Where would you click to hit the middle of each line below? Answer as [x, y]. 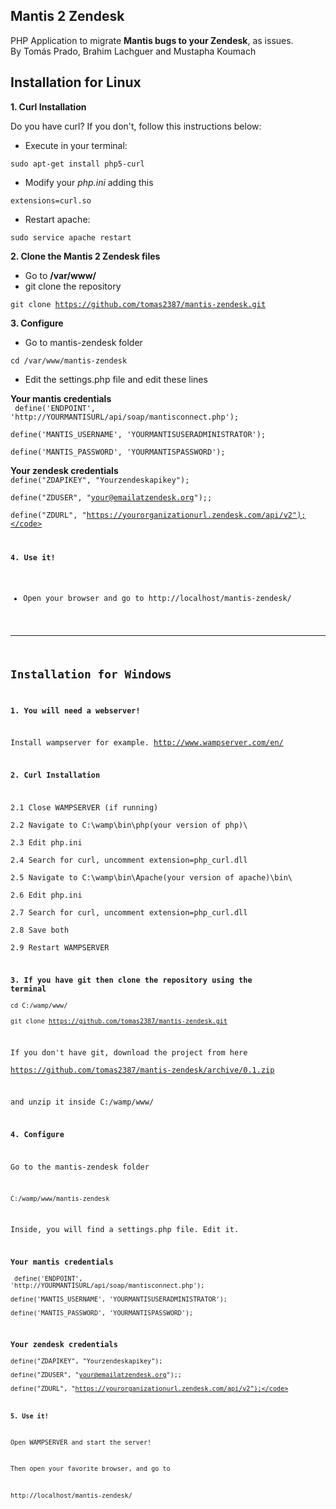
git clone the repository [73, 286]
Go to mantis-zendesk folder [83, 342]
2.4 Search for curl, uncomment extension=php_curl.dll [129, 860]
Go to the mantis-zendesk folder [80, 1167]
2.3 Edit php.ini [46, 843]
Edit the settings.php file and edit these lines [116, 379]
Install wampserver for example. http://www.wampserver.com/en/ [147, 743]
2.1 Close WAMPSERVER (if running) [84, 808]
